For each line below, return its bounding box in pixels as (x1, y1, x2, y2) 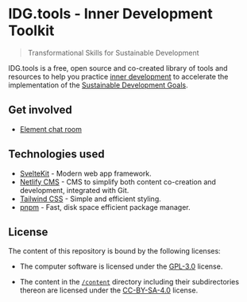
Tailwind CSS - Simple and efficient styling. (19, 194, 161, 203)
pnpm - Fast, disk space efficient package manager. (19, 202, 191, 211)
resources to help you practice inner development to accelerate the (8, 72, 229, 81)
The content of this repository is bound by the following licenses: (8, 246, 221, 256)
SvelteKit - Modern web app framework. (19, 168, 152, 178)
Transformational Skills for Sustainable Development (27, 48, 200, 57)
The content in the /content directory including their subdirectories (19, 277, 240, 287)
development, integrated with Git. (19, 185, 129, 195)
